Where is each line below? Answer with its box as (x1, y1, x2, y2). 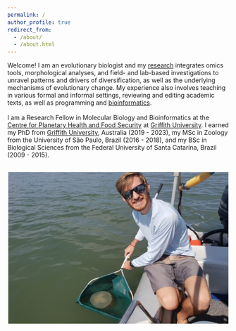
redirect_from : (7, 26, 52, 33)
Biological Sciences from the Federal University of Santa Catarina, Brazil (7, 143, 217, 152)
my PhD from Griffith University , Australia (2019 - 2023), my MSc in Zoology (7, 129, 228, 137)
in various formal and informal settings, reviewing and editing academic (7, 91, 215, 100)
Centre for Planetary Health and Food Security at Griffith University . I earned (7, 121, 229, 129)
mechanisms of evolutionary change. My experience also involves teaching (7, 84, 226, 92)
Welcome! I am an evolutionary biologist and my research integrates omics (7, 61, 224, 70)
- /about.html (13, 41, 55, 48)
